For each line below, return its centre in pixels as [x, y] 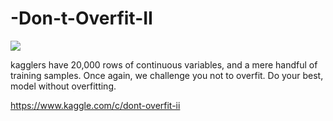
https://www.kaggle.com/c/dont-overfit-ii [95, 105]
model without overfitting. [63, 86]
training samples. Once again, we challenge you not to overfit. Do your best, [167, 75]
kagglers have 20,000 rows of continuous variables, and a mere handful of [164, 64]
